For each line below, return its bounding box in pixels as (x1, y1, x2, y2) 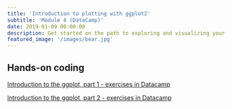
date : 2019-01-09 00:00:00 (7, 23, 85, 30)
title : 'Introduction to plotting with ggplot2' (7, 10, 151, 17)
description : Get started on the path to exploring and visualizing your (7, 29, 226, 37)
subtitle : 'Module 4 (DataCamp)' (7, 17, 104, 24)
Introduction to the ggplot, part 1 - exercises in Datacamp (7, 80, 171, 88)
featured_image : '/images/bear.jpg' (7, 36, 113, 43)
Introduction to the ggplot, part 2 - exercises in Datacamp (7, 93, 172, 101)
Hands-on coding (7, 62, 85, 74)
